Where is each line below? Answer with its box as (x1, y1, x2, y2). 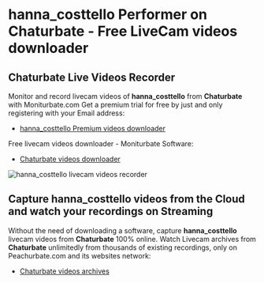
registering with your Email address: (8, 108, 125, 118)
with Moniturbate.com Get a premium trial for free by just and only (8, 100, 223, 109)
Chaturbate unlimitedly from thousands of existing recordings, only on (8, 243, 238, 252)
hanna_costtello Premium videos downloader (19, 124, 166, 133)
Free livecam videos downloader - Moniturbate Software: (8, 139, 194, 148)
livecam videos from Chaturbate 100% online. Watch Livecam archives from (8, 234, 256, 243)
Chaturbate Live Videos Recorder (8, 70, 176, 84)
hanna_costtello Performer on (8, 6, 207, 24)
